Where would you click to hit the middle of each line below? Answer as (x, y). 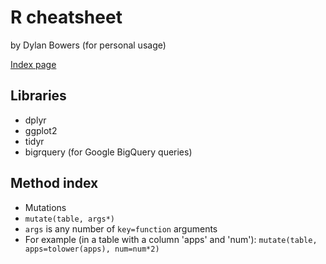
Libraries (38, 96)
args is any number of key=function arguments (121, 228)
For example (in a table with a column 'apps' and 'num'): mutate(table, (171, 239)
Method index (54, 183)
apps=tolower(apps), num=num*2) (92, 249)
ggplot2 (41, 130)
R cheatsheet (66, 17)
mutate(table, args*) (69, 219)
